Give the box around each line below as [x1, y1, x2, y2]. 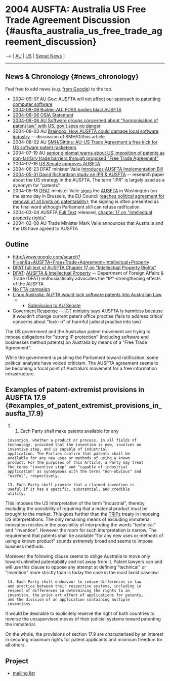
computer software [12, 101, 53, 107]
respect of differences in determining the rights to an [7, 588, 130, 594]
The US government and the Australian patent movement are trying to [5, 328, 151, 334]
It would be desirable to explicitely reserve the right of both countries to [5, 610, 155, 616]
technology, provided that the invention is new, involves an [7, 442, 142, 448]
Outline [5, 240, 29, 249]
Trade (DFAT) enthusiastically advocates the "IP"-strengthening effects [12, 275, 161, 281]
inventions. [7, 602, 33, 607]
